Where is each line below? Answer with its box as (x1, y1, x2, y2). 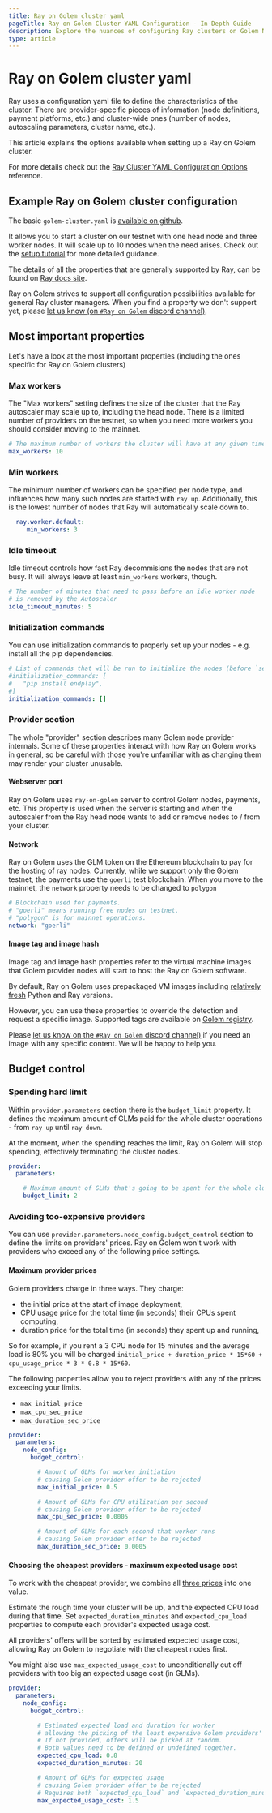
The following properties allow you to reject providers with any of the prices (8, 1373, 261, 1383)
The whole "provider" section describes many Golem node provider (8, 732, 235, 742)
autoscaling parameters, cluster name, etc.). (8, 122, 156, 132)
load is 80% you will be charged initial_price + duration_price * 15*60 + (8, 1349, 263, 1359)
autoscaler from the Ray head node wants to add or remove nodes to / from (8, 812, 261, 822)
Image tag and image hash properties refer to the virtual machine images (8, 956, 252, 966)
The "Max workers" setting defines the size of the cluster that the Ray (8, 398, 241, 408)
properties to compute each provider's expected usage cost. (8, 1620, 211, 1630)
